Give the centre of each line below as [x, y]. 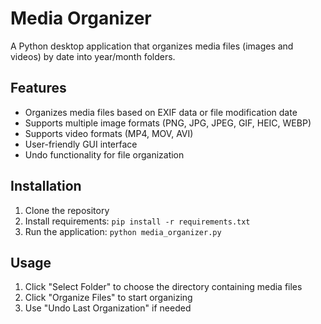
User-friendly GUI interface [81, 144]
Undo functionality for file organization [104, 154]
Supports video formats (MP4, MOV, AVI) [109, 133]
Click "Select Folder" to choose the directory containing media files [163, 287]
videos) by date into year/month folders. [93, 56]
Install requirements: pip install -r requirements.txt [137, 221]
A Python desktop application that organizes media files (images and [152, 46]
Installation [46, 186]
